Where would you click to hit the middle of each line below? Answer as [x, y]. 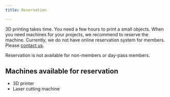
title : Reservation [26, 10]
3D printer [23, 83]
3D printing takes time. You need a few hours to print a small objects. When [85, 29]
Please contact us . [25, 45]
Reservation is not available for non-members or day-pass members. [78, 55]
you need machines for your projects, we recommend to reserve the [77, 34]
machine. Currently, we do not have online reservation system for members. [85, 40]
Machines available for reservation [62, 71]
